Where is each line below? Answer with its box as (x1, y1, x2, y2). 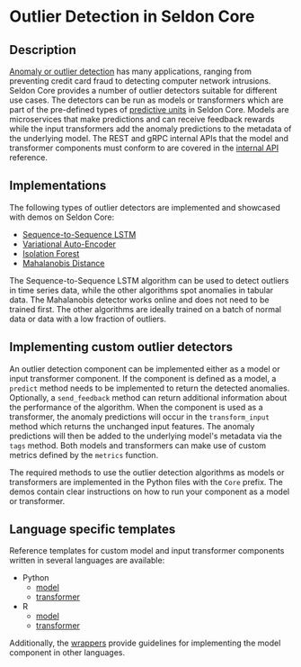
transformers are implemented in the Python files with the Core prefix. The (9, 476, 283, 487)
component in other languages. (9, 647, 126, 658)
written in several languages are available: (9, 555, 165, 566)
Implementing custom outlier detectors (9, 339, 234, 355)
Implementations (9, 178, 107, 194)
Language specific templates (9, 522, 176, 537)
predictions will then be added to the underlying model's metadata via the (9, 430, 283, 441)
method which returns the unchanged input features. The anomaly (9, 420, 255, 431)
